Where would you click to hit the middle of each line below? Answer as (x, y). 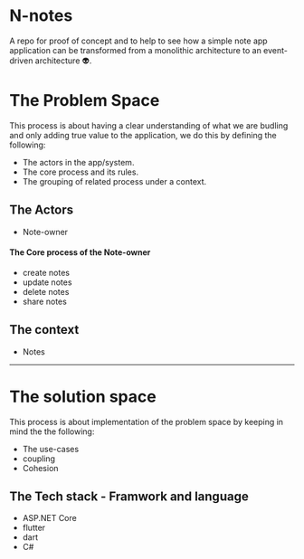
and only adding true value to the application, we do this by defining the (143, 135)
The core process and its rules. (80, 172)
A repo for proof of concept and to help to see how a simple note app (139, 41)
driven (21, 61)
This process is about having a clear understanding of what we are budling (149, 125)
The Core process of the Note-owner (80, 252)
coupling (39, 459)
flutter (34, 528)
